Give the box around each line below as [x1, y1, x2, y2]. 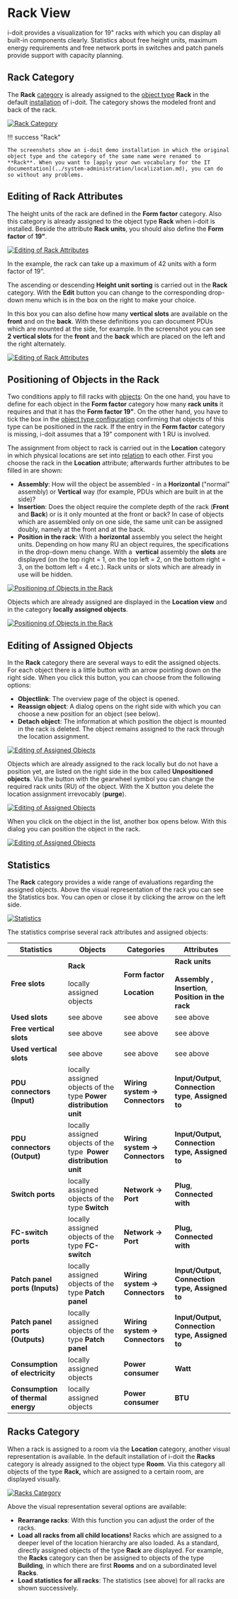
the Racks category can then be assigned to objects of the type [17, 1553, 204, 1562]
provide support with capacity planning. [7, 51, 124, 59]
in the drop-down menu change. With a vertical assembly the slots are [17, 547, 227, 557]
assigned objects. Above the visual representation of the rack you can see [7, 885, 225, 894]
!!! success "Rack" [7, 132, 62, 141]
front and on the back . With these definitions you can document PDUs [7, 317, 214, 325]
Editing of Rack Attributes [7, 190, 123, 203]
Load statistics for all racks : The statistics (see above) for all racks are [17, 1576, 225, 1584]
